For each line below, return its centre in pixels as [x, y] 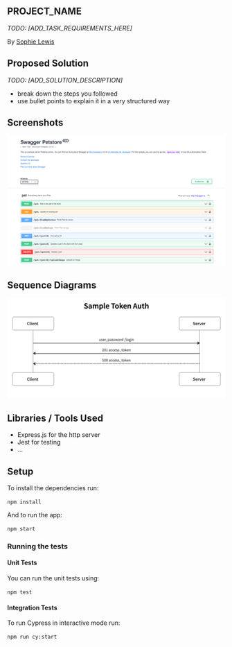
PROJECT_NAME [44, 11]
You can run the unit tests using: [53, 578]
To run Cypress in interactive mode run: [64, 623]
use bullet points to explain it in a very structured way [93, 101]
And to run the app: [35, 515]
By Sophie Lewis [31, 42]
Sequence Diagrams [52, 285]
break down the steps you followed [67, 94]
